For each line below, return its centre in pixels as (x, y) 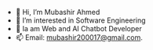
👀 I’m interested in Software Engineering (81, 20)
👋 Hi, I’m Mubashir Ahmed (58, 12)
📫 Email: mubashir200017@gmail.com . (79, 37)
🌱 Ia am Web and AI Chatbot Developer (79, 29)
